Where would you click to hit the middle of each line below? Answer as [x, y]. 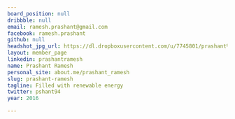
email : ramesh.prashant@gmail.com [58, 27]
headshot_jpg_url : [34, 46]
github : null [26, 40]
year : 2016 [23, 99]
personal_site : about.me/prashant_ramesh [69, 72]
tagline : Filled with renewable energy [65, 85]
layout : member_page [37, 53]
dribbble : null [29, 20]
